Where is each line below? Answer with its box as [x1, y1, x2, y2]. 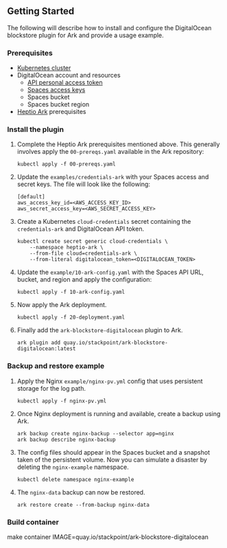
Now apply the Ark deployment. [16, 301, 107, 309]
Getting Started [7, 5, 75, 17]
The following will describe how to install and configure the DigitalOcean [7, 23, 212, 32]
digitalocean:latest [16, 345, 76, 352]
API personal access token [27, 78, 103, 87]
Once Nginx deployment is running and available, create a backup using [16, 409, 221, 418]
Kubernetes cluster [16, 64, 71, 72]
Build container [7, 517, 60, 527]
